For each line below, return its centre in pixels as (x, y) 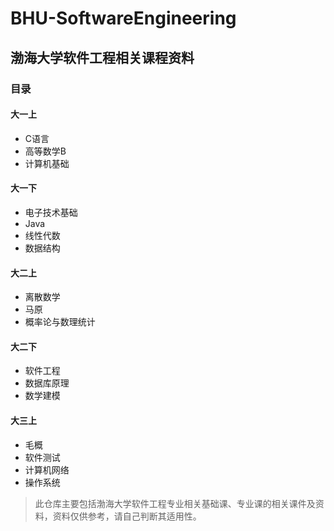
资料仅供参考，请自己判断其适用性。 (127, 516)
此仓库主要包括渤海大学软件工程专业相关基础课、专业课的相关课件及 (175, 503)
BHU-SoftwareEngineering (123, 18)
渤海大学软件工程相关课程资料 (102, 57)
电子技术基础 (51, 212)
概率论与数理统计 (60, 322)
